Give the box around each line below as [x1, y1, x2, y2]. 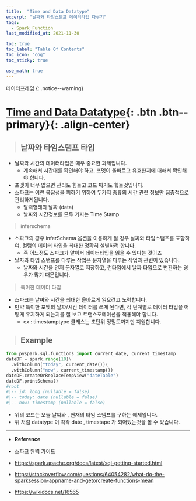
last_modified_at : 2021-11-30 [6, 30, 80, 36]
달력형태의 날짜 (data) [23, 203, 74, 210]
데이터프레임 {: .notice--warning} [6, 84, 84, 91]
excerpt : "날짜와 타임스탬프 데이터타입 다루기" [6, 14, 107, 20]
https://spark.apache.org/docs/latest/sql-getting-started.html [14, 459, 163, 466]
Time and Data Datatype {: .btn [6, 105, 156, 119]
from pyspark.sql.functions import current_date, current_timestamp [6, 351, 176, 357]
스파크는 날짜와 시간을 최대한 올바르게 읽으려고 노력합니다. [14, 296, 148, 303]
